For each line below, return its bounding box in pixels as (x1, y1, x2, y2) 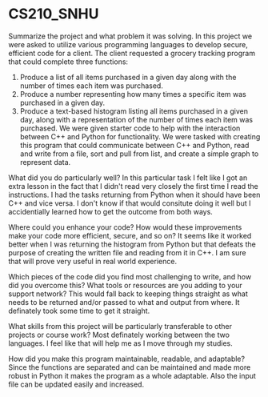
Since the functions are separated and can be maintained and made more (8, 362, 251, 372)
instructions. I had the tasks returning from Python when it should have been (8, 190, 261, 199)
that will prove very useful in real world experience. (8, 256, 178, 266)
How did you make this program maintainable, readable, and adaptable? (8, 354, 246, 363)
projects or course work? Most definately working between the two (8, 330, 230, 339)
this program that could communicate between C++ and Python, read (19, 140, 250, 150)
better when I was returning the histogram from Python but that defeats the (8, 239, 256, 249)
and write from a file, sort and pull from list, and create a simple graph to (19, 149, 259, 158)
